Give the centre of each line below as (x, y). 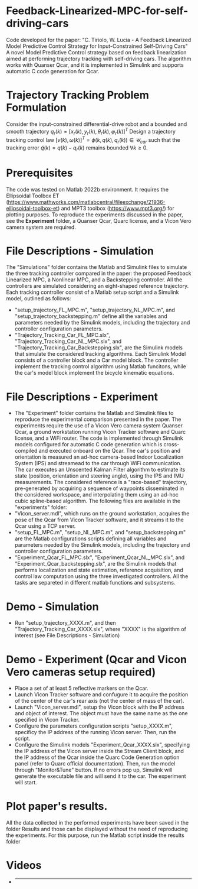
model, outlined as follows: (39, 299)
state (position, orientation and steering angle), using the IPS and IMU (99, 476)
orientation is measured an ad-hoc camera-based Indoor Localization (99, 457)
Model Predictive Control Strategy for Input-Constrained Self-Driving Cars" (97, 46)
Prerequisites (40, 173)
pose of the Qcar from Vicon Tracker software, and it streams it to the (99, 520)
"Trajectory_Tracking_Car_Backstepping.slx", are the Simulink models (98, 348)
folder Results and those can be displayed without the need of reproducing (97, 829)
